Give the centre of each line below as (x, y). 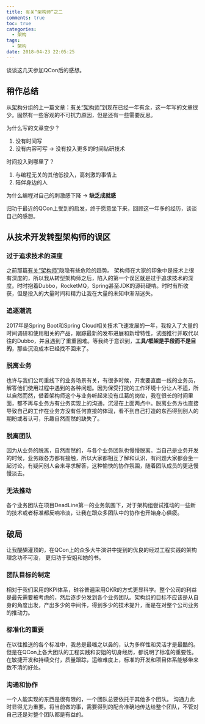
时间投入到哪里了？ (31, 161)
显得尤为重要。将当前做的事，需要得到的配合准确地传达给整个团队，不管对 (105, 707)
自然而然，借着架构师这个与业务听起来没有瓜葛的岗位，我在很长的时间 (99, 395)
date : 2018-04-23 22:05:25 (41, 52)
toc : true (19, 23)
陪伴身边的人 (31, 182)
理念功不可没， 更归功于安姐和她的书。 (55, 557)
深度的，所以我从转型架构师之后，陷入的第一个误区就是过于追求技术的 (99, 278)
